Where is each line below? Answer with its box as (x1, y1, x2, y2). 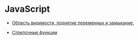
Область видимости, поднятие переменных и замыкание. (11, 20, 134, 26)
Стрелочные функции (11, 29, 58, 35)
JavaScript (4, 3, 50, 15)
